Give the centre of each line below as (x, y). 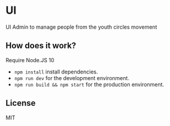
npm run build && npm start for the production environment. (89, 84)
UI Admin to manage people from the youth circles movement (81, 27)
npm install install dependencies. (56, 72)
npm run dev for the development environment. (72, 78)
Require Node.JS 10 (30, 60)
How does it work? (41, 46)
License (21, 103)
